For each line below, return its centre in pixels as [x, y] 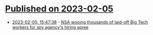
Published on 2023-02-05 [59, 9]
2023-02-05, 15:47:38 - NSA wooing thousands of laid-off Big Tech [80, 22]
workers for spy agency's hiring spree [50, 27]
